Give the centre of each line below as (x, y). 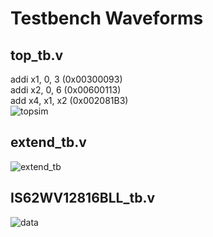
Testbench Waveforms (107, 18)
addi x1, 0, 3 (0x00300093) (66, 79)
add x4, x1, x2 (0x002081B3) (69, 100)
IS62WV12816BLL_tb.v (83, 198)
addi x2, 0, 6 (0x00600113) (66, 90)
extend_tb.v (48, 142)
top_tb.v (37, 55)
